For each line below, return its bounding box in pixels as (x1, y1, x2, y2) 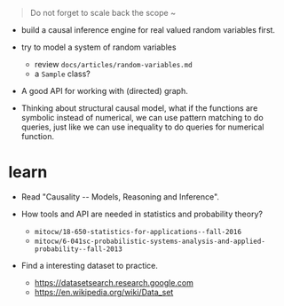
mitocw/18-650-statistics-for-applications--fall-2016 (34, 227, 241, 236)
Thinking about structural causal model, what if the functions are (20, 103, 258, 114)
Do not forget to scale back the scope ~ (29, 8, 177, 18)
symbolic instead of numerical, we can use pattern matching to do (20, 113, 264, 122)
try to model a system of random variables (20, 42, 177, 52)
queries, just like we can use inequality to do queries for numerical (20, 122, 264, 132)
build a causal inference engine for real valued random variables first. (20, 25, 276, 35)
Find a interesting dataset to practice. (20, 260, 159, 271)
